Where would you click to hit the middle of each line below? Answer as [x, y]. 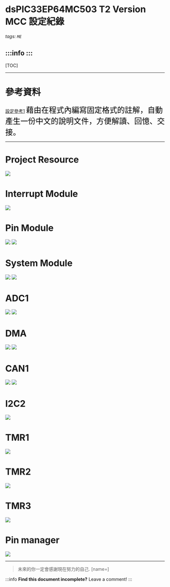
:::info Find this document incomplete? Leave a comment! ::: [69, 579]
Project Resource [42, 159]
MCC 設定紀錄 [35, 22]
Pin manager [32, 540]
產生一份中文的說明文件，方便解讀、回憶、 [81, 121]
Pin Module [30, 228]
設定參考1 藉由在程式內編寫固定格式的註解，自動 [84, 110]
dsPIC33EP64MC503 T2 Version [76, 9]
